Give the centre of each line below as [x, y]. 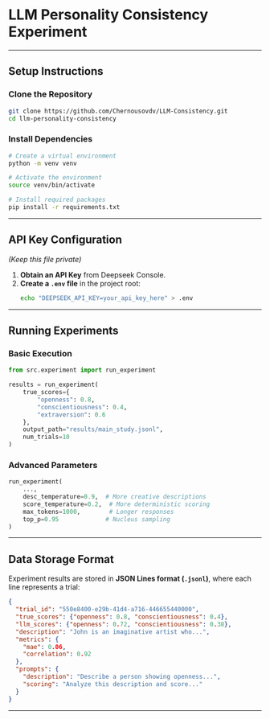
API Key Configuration [65, 240]
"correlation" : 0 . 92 [57, 654]
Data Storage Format [61, 559]
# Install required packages [57, 200]
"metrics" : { [37, 639]
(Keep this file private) [45, 259]
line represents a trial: [44, 587]
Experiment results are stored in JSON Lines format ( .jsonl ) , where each [130, 579]
